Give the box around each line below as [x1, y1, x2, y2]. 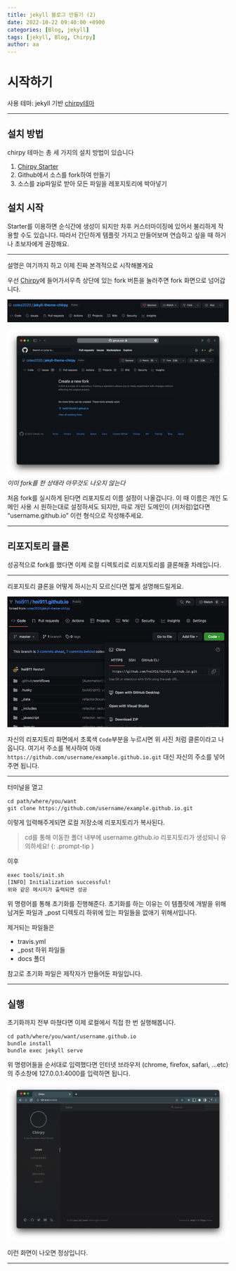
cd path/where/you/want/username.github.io [7, 1033, 137, 1040]
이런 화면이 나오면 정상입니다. [7, 1248, 88, 1257]
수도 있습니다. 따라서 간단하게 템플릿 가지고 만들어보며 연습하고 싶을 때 [20, 231, 214, 239]
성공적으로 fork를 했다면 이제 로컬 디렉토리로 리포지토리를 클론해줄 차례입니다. [7, 560, 221, 569]
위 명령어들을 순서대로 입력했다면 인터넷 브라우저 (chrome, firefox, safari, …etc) [7, 1061, 229, 1069]
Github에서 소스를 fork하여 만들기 [17, 170, 111, 179]
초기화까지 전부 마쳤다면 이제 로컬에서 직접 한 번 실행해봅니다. [7, 1018, 176, 1027]
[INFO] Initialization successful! [7, 879, 112, 886]
